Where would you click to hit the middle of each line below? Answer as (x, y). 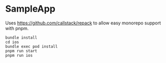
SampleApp (30, 9)
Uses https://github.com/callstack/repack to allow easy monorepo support (83, 23)
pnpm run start (21, 51)
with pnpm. (17, 28)
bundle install (21, 38)
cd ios (12, 42)
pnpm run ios (19, 55)
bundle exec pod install (31, 46)
